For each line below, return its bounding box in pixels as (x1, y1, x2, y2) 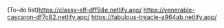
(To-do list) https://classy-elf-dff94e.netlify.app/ (7, 6, 142, 14)
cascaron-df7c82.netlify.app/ (7, 13, 91, 21)
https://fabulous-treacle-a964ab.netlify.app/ (91, 13, 217, 21)
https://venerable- (143, 6, 195, 14)
